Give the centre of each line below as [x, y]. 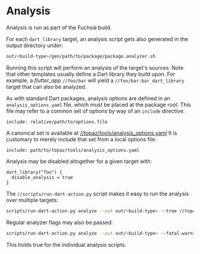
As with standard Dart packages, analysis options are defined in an [88, 98]
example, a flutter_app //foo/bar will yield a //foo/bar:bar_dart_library [95, 80]
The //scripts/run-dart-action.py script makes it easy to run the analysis [98, 193]
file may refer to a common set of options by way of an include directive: [96, 111]
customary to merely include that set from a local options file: [81, 139]
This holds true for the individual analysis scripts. [66, 244]
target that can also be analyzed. [46, 86]
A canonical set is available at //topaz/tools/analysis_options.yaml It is [92, 133]
